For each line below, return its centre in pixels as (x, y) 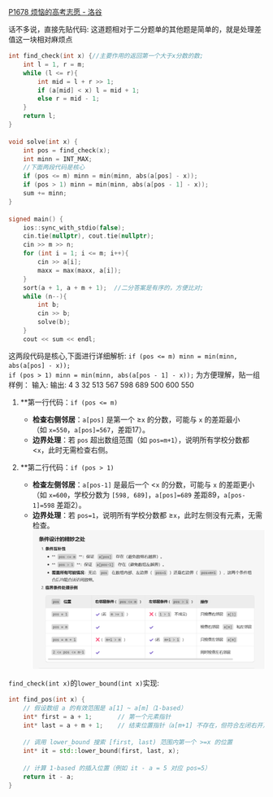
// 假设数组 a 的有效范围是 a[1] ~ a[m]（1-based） (105, 708)
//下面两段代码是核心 (54, 168)
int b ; (49, 305)
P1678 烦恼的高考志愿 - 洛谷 (55, 12)
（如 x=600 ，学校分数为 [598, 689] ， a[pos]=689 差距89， (128, 494)
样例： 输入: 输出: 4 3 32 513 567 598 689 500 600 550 (102, 384)
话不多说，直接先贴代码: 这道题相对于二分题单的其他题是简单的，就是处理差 (135, 29)
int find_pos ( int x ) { (47, 699)
